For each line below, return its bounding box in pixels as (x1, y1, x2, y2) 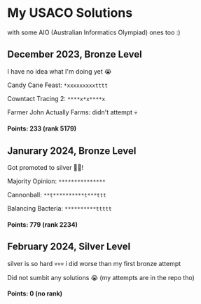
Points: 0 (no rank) (7, 289, 63, 298)
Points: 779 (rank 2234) (7, 220, 78, 229)
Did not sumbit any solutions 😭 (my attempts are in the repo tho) (7, 273, 195, 282)
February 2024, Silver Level (7, 241, 131, 253)
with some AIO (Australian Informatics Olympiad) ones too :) (7, 28, 181, 37)
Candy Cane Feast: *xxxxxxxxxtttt (7, 81, 109, 89)
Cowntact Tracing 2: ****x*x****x (7, 94, 106, 103)
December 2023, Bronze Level (7, 48, 142, 60)
